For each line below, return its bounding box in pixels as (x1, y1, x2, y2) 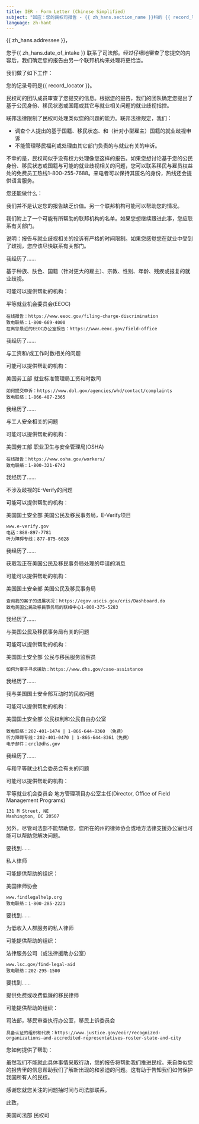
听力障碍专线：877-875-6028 (6, 536, 69, 542)
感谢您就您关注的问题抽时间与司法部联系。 (6, 1087, 110, 1094)
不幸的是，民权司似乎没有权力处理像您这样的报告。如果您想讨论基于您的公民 (6, 155, 193, 162)
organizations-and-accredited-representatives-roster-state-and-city (6, 1035, 182, 1041)
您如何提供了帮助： (6, 1046, 53, 1053)
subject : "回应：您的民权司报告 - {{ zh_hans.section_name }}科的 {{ (6, 14, 171, 20)
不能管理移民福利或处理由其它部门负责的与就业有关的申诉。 (14, 142, 161, 149)
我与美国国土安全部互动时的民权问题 (6, 690, 95, 697)
